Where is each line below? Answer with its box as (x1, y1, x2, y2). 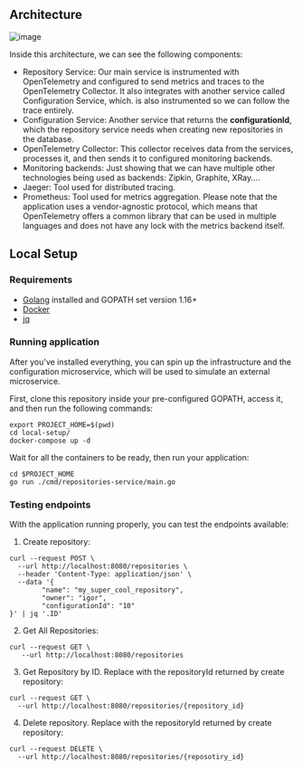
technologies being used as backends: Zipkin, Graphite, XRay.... (22, 172, 260, 183)
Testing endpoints (9, 498, 91, 510)
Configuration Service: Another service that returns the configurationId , (22, 114, 292, 125)
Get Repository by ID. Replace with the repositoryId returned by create (22, 667, 285, 678)
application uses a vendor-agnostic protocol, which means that (22, 201, 258, 212)
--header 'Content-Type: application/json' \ (17, 570, 193, 579)
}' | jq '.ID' (9, 610, 63, 619)
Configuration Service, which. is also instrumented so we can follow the (22, 95, 290, 106)
